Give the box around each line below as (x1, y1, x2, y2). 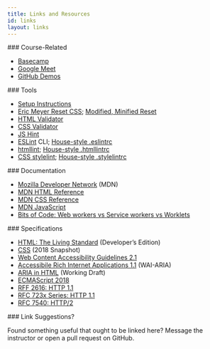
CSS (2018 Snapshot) (17, 246, 81, 254)
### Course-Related (7, 43, 67, 52)
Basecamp (17, 57, 50, 66)
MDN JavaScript (17, 203, 66, 212)
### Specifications (7, 224, 63, 233)
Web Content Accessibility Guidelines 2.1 (17, 254, 137, 262)
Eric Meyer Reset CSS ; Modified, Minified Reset (17, 108, 157, 116)
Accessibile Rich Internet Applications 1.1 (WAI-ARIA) (17, 261, 172, 269)
